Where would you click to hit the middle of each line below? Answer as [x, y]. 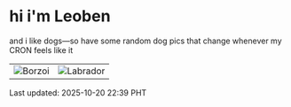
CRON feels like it [41, 50]
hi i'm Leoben [60, 16]
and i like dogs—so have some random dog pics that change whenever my [145, 41]
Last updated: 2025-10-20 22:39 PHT [78, 92]
